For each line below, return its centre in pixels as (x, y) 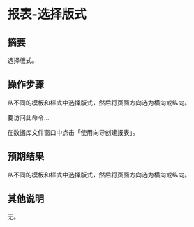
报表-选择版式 (47, 14)
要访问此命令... (29, 117)
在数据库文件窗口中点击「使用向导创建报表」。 (73, 132)
